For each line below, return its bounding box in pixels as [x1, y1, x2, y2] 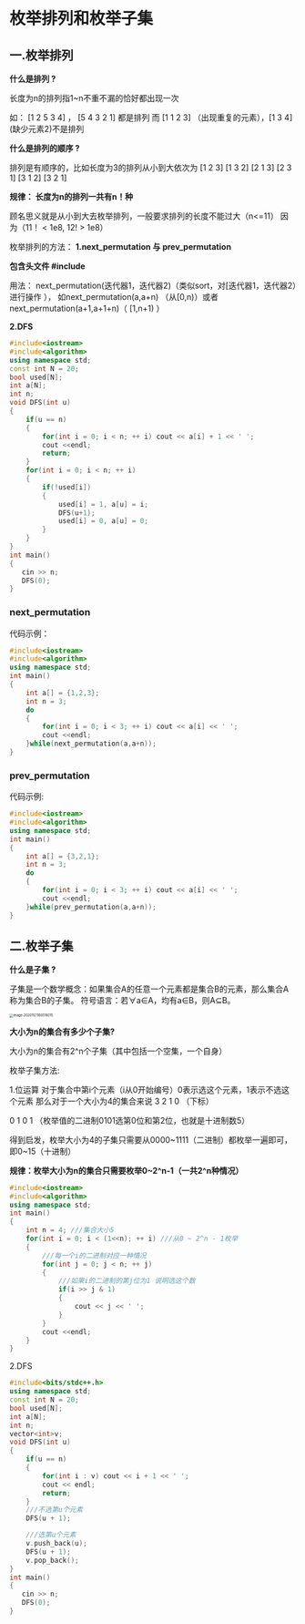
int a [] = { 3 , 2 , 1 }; [25, 851, 100, 861]
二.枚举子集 [9, 938, 75, 953]
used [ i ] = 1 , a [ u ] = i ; [57, 499, 148, 509]
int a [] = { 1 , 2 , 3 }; [25, 688, 100, 697]
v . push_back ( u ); [25, 1539, 88, 1548]
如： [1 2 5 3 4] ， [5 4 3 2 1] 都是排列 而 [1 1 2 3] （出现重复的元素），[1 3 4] [9, 112, 293, 123]
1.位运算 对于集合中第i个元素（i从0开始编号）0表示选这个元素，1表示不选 [9, 1084, 282, 1095]
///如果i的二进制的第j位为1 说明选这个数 [57, 1277, 196, 1286]
